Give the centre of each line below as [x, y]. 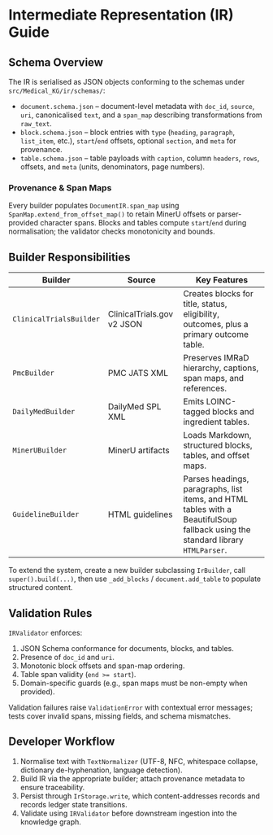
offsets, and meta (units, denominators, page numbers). [113, 167]
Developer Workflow [62, 742]
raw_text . [36, 123]
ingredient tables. [216, 422]
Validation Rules [50, 613]
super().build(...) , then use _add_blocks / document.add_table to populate [135, 579]
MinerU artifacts [139, 451]
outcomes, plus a [216, 325]
